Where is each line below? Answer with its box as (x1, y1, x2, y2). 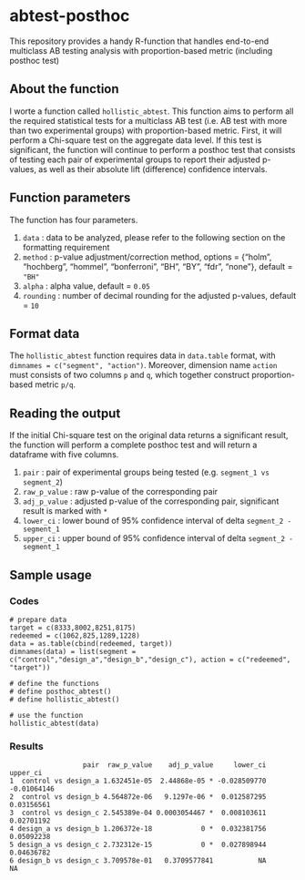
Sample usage (9, 567, 93, 583)
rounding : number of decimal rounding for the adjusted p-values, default (22, 290, 297, 301)
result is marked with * (22, 506, 107, 517)
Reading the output (9, 405, 121, 421)
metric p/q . (35, 379, 76, 390)
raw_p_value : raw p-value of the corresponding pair (22, 486, 219, 497)
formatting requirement (22, 241, 110, 252)
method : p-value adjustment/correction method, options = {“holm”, (22, 251, 272, 262)
